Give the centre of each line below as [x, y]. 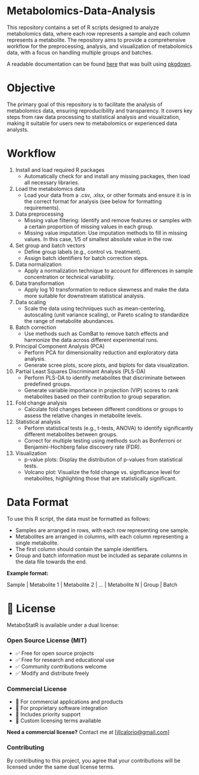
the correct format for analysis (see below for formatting [93, 201]
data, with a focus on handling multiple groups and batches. [80, 52]
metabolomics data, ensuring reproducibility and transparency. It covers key [100, 110]
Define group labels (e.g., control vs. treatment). [83, 252]
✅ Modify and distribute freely [52, 673]
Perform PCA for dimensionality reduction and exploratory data [101, 352]
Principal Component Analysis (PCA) [60, 346]
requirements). [42, 207]
